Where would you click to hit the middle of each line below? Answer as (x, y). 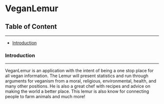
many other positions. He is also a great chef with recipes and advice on (78, 86)
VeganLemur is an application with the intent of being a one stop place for (79, 71)
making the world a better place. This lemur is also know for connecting (77, 91)
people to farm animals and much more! (45, 97)
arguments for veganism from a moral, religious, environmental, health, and (81, 81)
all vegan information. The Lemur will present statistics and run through (77, 76)
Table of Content (31, 27)
